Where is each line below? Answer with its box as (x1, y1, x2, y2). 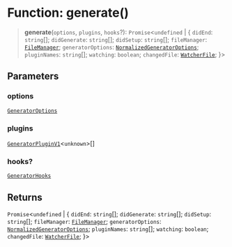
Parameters (7, 70, 59, 82)
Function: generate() (7, 5, 129, 21)
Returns (7, 191, 43, 203)
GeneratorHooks (7, 172, 52, 179)
